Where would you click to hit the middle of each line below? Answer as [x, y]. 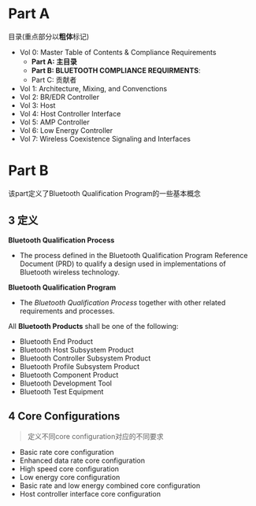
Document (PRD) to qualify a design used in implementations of [122, 264]
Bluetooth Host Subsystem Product [76, 349]
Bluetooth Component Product [69, 375]
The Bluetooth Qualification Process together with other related [122, 302]
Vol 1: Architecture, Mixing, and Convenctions [93, 88]
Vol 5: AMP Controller [55, 122]
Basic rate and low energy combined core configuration [110, 486]
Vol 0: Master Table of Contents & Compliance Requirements [118, 52]
